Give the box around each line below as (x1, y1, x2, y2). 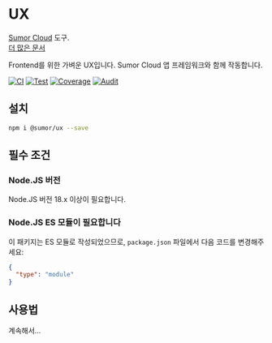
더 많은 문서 (8, 42, 46, 53)
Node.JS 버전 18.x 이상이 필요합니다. (8, 195, 126, 204)
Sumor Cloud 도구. (8, 32, 70, 42)
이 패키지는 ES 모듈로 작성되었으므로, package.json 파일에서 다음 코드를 (8, 237, 236, 247)
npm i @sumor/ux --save (8, 123, 89, 132)
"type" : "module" (15, 271, 75, 279)
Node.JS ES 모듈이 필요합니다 (8, 217, 121, 228)
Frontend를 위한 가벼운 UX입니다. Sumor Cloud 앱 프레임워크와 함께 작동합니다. (8, 60, 263, 70)
